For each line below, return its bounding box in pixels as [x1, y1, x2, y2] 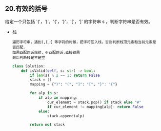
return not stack [30, 122, 65, 127]
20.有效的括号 [5, 4, 48, 13]
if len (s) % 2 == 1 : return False [30, 73, 100, 78]
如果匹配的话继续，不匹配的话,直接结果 [12, 50, 80, 55]
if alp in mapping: [38, 95, 78, 100]
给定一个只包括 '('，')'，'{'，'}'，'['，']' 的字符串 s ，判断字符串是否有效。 [5, 19, 153, 24]
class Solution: [12, 64, 45, 68]
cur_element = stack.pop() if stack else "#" [47, 100, 141, 105]
